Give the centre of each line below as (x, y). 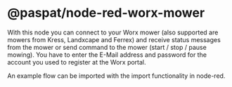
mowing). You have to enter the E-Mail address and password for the (107, 55)
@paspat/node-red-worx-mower (106, 13)
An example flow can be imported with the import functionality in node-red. (116, 76)
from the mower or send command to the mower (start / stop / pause (107, 47)
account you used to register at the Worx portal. (77, 62)
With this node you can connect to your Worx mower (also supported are (113, 32)
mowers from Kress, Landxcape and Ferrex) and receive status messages (114, 39)
